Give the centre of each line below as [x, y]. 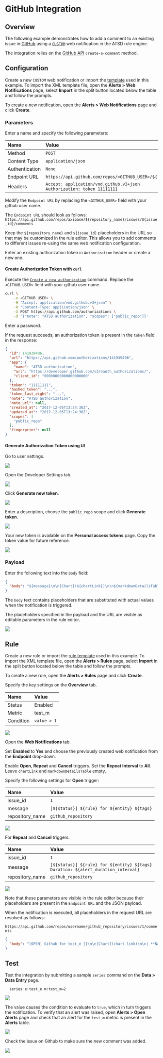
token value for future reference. [38, 541]
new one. [14, 258]
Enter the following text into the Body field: [47, 573]
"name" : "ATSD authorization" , [45, 367]
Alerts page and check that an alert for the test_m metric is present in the [78, 1018]
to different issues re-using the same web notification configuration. [73, 243]
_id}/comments [19, 224]
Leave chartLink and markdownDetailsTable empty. [56, 771]
